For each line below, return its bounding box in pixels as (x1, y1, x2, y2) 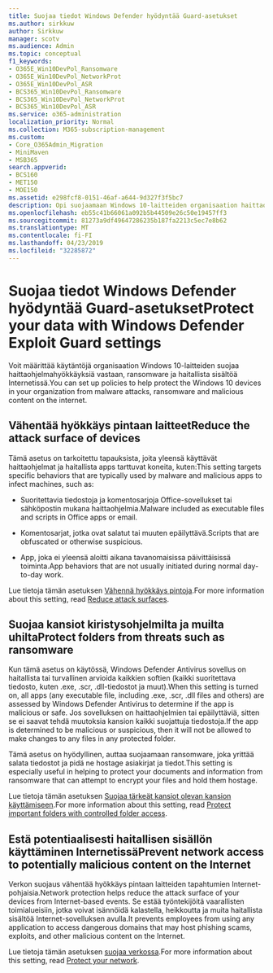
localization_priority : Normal (8, 118, 115, 126)
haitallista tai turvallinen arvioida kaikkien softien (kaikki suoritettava (8, 673, 236, 683)
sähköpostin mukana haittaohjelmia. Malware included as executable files (19, 503, 265, 513)
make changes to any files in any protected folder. (8, 734, 176, 743)
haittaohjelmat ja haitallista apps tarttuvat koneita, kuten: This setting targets (8, 462, 262, 471)
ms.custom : (8, 133, 45, 141)
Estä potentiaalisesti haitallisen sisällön (8, 832, 213, 846)
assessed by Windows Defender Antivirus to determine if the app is (8, 699, 234, 709)
